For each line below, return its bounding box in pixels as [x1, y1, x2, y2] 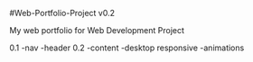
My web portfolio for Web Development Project [9, 25, 185, 35]
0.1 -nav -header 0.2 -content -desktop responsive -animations [9, 42, 245, 53]
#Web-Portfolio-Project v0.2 [9, 8, 116, 18]
